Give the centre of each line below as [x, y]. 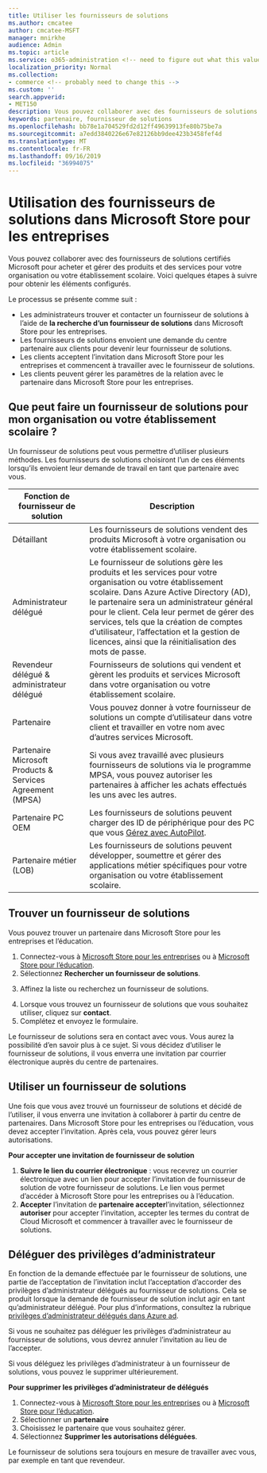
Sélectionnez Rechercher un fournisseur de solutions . [110, 973]
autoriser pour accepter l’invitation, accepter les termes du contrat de [134, 1212]
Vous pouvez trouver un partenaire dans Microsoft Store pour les [114, 932]
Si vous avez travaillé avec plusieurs [157, 754]
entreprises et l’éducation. [51, 941]
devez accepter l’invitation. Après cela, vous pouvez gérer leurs [112, 1131]
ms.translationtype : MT [48, 141]
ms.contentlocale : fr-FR [49, 149]
